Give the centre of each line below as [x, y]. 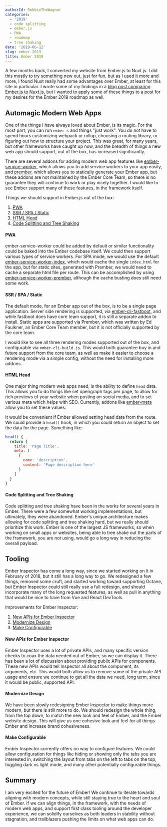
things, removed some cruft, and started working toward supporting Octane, [84, 582]
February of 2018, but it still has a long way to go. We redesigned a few [78, 576]
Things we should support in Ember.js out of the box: [59, 198]
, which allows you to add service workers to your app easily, [99, 167]
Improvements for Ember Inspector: [42, 607]
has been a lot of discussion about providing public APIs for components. [81, 661]
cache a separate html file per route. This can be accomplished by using [79, 272]
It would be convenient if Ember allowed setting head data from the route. [81, 417]
